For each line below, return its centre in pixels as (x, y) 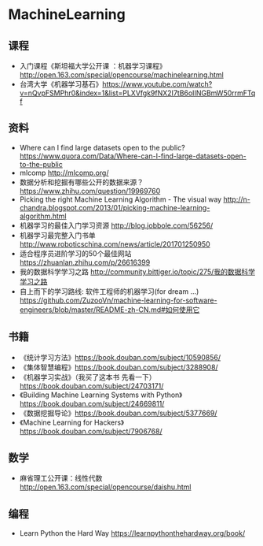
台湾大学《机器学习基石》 (61, 84)
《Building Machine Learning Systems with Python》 (101, 395)
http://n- (237, 199)
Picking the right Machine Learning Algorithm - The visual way (121, 199)
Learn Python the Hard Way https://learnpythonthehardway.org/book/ (132, 533)
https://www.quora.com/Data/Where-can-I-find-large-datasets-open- (133, 156)
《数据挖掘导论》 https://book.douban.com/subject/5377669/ (118, 413)
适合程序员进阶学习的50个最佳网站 (75, 253)
